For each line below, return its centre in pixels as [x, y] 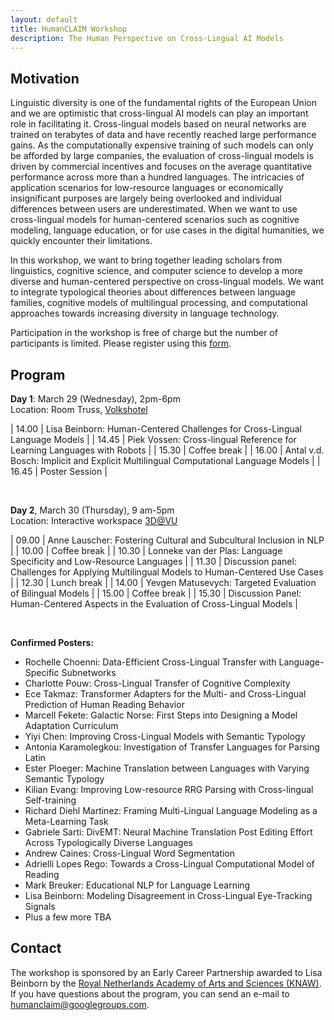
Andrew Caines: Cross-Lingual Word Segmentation [130, 853]
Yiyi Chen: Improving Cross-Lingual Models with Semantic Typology [165, 736]
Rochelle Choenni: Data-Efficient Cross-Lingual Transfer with [150, 662]
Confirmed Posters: [52, 642]
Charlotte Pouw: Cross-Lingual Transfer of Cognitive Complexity [157, 683]
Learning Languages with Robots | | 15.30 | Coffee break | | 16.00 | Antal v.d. [167, 450]
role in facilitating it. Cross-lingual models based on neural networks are [158, 124]
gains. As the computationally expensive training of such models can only [162, 145]
